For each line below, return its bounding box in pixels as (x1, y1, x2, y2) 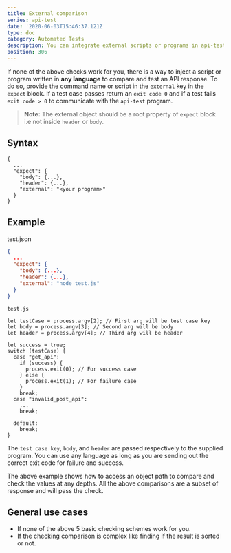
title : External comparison (7, 10, 88, 17)
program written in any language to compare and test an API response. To (7, 74, 218, 83)
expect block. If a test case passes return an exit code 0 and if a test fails (7, 89, 217, 97)
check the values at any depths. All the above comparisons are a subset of (7, 479, 219, 488)
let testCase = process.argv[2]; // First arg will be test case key (7, 317, 211, 324)
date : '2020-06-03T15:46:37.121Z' (7, 23, 107, 30)
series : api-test (7, 17, 57, 23)
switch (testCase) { (7, 347, 67, 355)
